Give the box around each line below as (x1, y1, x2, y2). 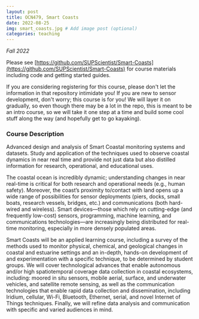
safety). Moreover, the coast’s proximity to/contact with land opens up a (6, 186, 183, 194)
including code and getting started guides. (6, 72, 111, 79)
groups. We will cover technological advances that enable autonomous (6, 262, 181, 269)
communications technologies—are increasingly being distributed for (6, 219, 176, 226)
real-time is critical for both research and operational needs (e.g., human (6, 180, 185, 188)
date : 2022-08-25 (6, 20, 50, 26)
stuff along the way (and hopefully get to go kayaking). (6, 115, 142, 122)
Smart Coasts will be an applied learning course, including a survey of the (6, 237, 188, 244)
